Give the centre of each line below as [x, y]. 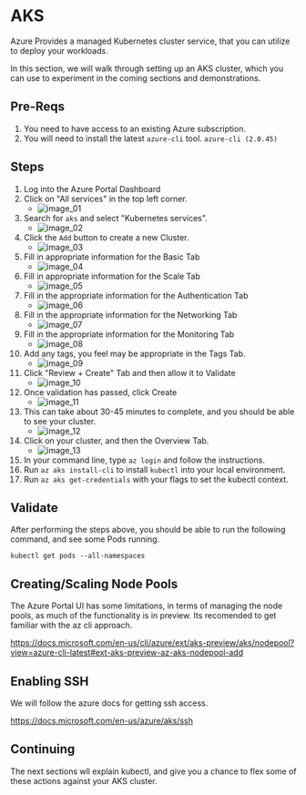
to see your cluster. [60, 421]
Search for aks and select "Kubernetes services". [115, 218]
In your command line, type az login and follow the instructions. [144, 460]
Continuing [43, 749]
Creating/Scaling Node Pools [94, 584]
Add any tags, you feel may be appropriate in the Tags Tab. [134, 353]
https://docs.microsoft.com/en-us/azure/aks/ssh [102, 721]
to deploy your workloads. [59, 50]
